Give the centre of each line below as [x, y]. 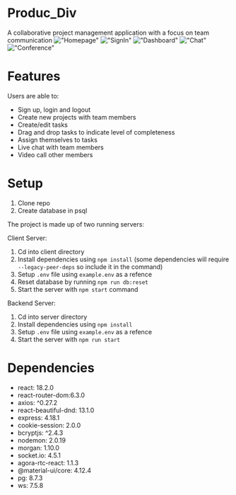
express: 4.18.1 [39, 417]
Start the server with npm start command [78, 289]
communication [30, 40]
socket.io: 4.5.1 [39, 455]
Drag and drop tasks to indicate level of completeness [96, 132]
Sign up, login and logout [54, 109]
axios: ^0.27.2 [37, 402]
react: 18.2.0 [36, 387]
